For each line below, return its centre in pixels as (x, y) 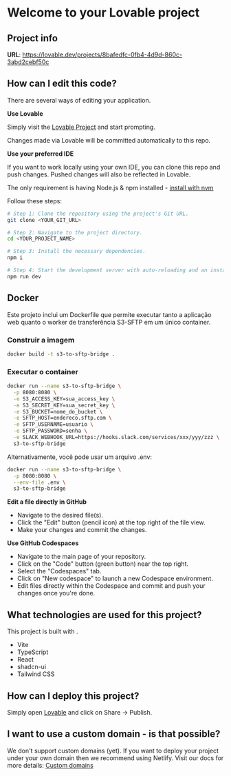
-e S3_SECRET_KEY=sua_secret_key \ (64, 405)
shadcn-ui (32, 667)
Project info (33, 38)
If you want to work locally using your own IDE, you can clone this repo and (114, 167)
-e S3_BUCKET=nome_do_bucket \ (58, 411)
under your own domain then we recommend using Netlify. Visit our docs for (115, 758)
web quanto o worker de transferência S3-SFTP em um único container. (109, 322)
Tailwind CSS (36, 674)
